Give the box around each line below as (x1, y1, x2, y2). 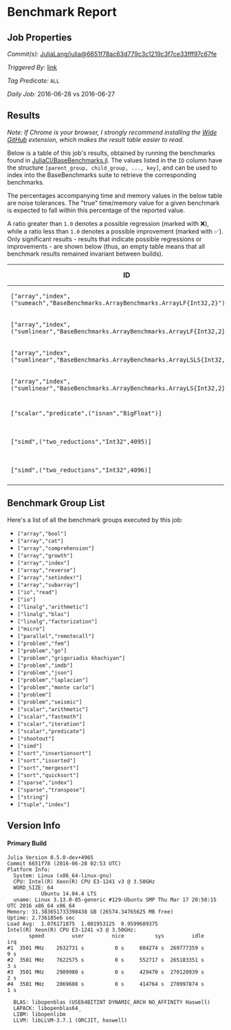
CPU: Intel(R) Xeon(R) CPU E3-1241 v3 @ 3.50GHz (13, 878, 155, 885)
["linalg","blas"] (16, 610, 70, 617)
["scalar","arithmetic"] (16, 705, 89, 713)
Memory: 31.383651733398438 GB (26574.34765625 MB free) (7, 909, 174, 916)
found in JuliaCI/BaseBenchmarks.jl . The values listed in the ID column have (7, 156, 223, 164)
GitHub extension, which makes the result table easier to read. (7, 135, 184, 143)
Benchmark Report (7, 4, 117, 20)
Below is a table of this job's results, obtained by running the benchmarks (7, 149, 215, 157)
